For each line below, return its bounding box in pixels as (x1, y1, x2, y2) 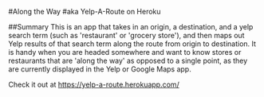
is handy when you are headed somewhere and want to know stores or (8, 48, 242, 56)
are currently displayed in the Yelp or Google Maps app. (8, 64, 191, 74)
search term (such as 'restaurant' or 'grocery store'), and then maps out (8, 31, 245, 40)
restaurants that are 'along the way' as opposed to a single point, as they (8, 56, 248, 65)
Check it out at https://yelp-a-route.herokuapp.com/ (8, 80, 179, 89)
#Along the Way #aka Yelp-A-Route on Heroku (8, 7, 161, 16)
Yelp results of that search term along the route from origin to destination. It (8, 39, 257, 48)
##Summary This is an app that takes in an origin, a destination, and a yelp (8, 22, 254, 31)
